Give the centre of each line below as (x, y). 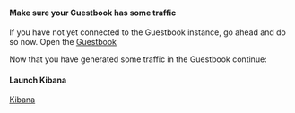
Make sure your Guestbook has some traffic (93, 13)
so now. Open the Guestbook (63, 42)
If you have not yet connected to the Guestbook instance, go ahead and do (148, 32)
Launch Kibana (38, 80)
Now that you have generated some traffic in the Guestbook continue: (138, 59)
